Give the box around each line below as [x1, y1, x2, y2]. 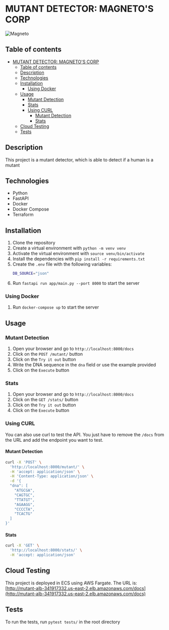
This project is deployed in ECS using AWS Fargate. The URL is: [5, 580, 137, 586]
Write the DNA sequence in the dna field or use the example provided [12, 362, 156, 368]
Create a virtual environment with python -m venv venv [12, 245, 126, 251]
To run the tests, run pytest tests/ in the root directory [5, 618, 120, 625]
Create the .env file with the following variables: [12, 261, 112, 267]
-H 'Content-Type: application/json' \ [10, 474, 94, 479]
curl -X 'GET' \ [5, 543, 39, 548]
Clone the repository [12, 240, 55, 246]
